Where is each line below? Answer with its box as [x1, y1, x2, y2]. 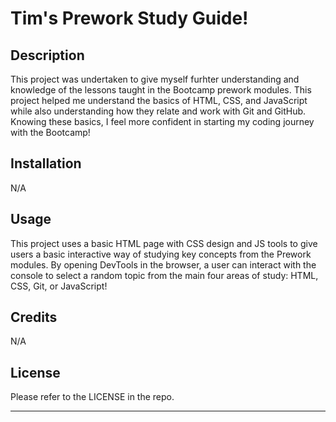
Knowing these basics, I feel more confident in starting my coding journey [10, 116, 315, 127]
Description [10, 47, 85, 64]
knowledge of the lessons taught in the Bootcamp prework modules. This [10, 84, 312, 96]
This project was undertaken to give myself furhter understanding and [10, 73, 300, 85]
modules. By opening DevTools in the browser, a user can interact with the [10, 258, 317, 271]
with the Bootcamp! [10, 127, 91, 138]
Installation [10, 155, 82, 172]
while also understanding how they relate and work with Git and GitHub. [10, 105, 307, 117]
